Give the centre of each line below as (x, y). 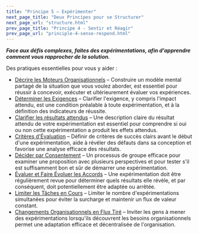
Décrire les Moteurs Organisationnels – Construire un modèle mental (98, 80)
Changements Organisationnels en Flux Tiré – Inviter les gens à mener (100, 212)
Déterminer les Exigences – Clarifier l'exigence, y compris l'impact (95, 99)
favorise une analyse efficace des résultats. (68, 149)
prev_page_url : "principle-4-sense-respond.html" (69, 34)
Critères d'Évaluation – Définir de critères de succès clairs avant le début (103, 136)
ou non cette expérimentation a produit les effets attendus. (86, 130)
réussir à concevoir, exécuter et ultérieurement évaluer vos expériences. (103, 92)
